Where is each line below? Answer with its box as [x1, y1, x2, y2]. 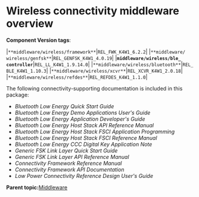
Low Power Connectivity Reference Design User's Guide [14, 172, 154, 179]
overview [6, 17, 54, 30]
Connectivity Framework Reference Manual [14, 160, 122, 167]
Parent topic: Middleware [6, 183, 67, 191]
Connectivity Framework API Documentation [14, 165, 125, 173]
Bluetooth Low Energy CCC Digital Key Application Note [14, 140, 153, 148]
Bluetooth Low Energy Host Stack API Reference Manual [14, 121, 154, 129]
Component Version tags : [6, 36, 71, 43]
